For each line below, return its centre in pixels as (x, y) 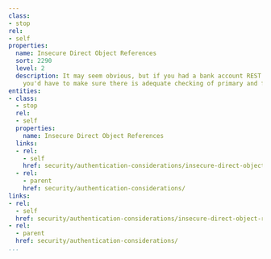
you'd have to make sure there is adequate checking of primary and (140, 83)
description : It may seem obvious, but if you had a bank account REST (139, 76)
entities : (25, 91)
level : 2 (30, 69)
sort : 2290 (34, 61)
